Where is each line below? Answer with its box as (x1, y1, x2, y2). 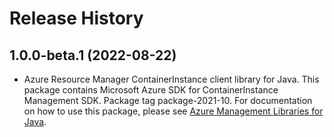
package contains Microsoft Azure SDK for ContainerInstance (23, 84, 279, 96)
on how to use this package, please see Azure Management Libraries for (23, 105, 324, 117)
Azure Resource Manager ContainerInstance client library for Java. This (23, 73, 320, 85)
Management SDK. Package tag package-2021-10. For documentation (23, 95, 313, 106)
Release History (9, 7, 144, 30)
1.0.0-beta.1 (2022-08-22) (9, 47, 177, 64)
